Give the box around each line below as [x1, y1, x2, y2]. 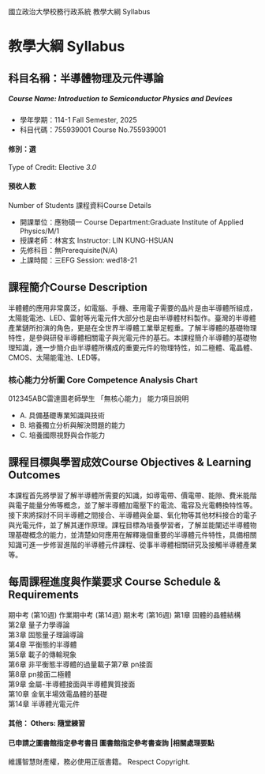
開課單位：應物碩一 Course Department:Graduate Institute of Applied [19, 217, 244, 227]
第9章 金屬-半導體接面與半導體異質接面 [8, 679, 136, 689]
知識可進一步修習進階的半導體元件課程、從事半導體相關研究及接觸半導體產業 [8, 540, 257, 549]
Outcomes [8, 469, 61, 482]
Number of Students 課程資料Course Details [8, 200, 151, 210]
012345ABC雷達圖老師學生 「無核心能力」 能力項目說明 [8, 394, 189, 403]
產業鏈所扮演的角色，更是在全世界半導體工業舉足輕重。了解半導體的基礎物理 [8, 323, 257, 332]
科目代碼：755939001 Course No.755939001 [19, 125, 166, 134]
